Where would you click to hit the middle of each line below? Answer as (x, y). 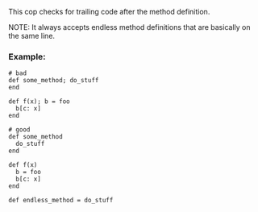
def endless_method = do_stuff (61, 201)
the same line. (31, 36)
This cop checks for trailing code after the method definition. (109, 12)
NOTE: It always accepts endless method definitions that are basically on (129, 27)
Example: (27, 56)
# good (19, 130)
